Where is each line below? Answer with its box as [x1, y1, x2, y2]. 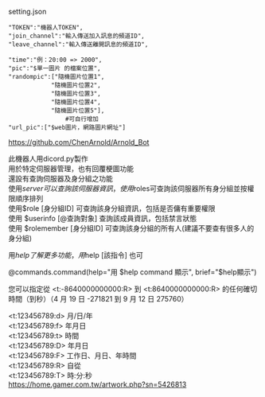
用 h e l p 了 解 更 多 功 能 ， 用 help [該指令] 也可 [8, 251, 143, 259]
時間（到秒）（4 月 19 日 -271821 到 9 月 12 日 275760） [8, 294, 189, 303]
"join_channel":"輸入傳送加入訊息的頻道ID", [8, 32, 145, 40]
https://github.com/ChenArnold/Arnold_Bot [8, 138, 150, 146]
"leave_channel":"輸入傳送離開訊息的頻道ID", [8, 41, 149, 49]
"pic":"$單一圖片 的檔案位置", [8, 64, 101, 72]
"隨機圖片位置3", [50, 90, 101, 98]
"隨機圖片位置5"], [50, 107, 105, 115]
